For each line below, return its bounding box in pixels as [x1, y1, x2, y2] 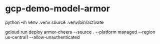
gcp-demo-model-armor [5, 3, 110, 14]
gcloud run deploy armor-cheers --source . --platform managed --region [5, 29, 155, 35]
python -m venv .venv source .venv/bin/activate [5, 19, 104, 25]
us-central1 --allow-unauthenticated [5, 34, 80, 40]
